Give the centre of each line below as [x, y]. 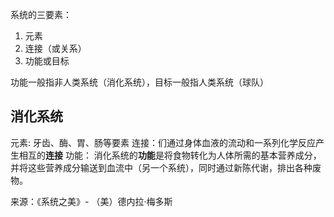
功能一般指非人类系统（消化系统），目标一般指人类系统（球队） [139, 82]
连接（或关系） [55, 48]
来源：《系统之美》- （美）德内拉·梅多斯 [91, 201]
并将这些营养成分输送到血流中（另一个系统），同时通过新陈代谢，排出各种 [161, 167]
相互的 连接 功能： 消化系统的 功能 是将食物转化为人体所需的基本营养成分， [170, 155]
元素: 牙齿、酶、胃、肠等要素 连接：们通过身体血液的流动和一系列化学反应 [163, 142]
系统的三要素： [41, 14]
